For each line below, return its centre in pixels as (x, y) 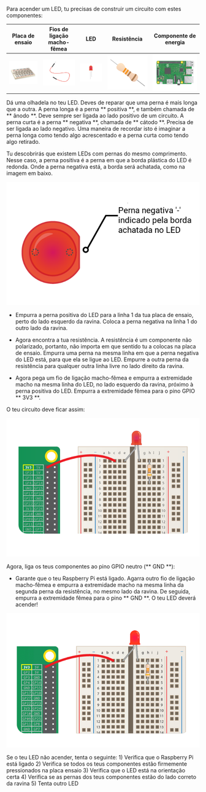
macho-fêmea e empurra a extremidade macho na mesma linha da (99, 585)
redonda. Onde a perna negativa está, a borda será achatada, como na (96, 167)
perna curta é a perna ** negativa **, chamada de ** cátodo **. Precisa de (100, 122)
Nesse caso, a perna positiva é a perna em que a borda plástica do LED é (99, 160)
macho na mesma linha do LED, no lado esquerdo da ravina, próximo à (104, 384)
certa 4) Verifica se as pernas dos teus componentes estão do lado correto (101, 777)
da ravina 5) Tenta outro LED (42, 783)
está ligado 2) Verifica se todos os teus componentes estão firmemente (97, 764)
